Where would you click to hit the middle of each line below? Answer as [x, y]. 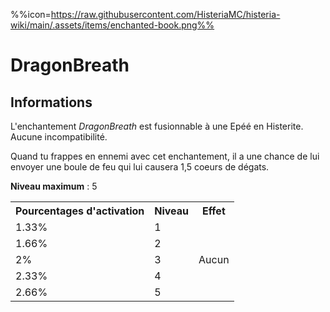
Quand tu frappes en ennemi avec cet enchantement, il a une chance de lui [165, 156]
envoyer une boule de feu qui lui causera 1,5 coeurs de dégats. [140, 167]
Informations [51, 102]
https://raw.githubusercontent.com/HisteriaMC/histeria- [165, 14]
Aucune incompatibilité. [59, 137]
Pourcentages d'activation [80, 211]
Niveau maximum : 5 [54, 186]
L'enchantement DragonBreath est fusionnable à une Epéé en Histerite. [157, 126]
